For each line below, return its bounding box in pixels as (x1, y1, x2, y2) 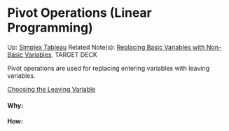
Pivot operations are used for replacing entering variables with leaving (7, 64, 210, 72)
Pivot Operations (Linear (7, 5, 153, 21)
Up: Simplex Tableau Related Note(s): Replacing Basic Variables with (7, 43, 205, 51)
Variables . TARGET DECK (24, 50, 98, 59)
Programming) (7, 20, 93, 36)
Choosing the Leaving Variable (7, 85, 96, 93)
